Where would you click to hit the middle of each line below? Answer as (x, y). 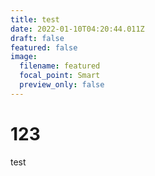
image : (24, 57)
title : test (35, 19)
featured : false (44, 47)
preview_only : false (62, 85)
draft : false (37, 38)
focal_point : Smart (60, 76)
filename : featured (60, 66)
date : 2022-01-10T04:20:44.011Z (77, 29)
